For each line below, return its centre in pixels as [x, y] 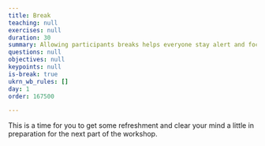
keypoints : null [35, 67]
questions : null [35, 52]
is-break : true [33, 74]
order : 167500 [32, 96]
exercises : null [35, 30]
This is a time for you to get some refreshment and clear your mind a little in [131, 125]
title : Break [30, 15]
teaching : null [33, 23]
